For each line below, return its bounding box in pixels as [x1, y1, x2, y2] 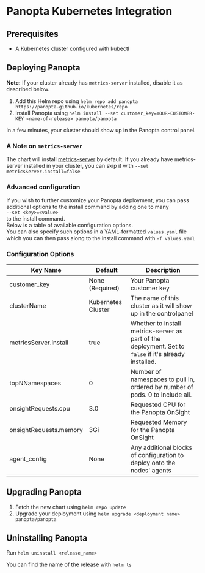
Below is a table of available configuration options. [6, 222, 133, 229]
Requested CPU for [130, 400, 186, 409]
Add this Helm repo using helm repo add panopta [15, 97, 138, 105]
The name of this [130, 294, 179, 302]
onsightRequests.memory [9, 425, 84, 434]
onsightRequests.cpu [9, 404, 70, 412]
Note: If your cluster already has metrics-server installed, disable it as [6, 78, 183, 86]
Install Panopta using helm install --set [15, 109, 119, 116]
